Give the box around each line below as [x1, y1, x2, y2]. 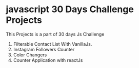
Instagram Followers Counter [13, 46, 75, 52]
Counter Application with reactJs [13, 57, 83, 63]
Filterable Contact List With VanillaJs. [13, 41, 92, 47]
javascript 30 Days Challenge [6, 4, 134, 15]
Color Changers [13, 52, 47, 58]
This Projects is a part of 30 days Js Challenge [6, 31, 105, 37]
